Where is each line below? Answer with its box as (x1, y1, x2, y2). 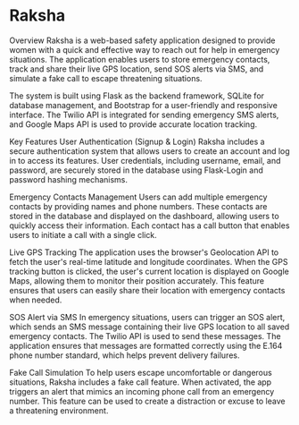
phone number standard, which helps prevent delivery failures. (9, 350, 240, 361)
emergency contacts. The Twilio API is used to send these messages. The (9, 330, 281, 341)
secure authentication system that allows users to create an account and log (9, 145, 290, 157)
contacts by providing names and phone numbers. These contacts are (9, 200, 268, 211)
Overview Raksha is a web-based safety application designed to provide (9, 35, 276, 46)
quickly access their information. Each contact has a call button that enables (9, 220, 290, 231)
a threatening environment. (9, 404, 109, 416)
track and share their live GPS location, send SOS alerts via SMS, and (9, 64, 264, 74)
